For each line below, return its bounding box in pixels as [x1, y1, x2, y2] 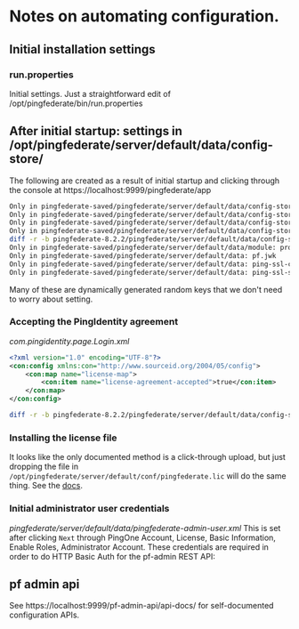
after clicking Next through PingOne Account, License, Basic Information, [9, 532, 276, 543]
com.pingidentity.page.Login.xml [9, 335, 130, 346]
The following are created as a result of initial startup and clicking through [9, 175, 280, 186]
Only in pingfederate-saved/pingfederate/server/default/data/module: [9, 243, 277, 253]
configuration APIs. [9, 609, 80, 620]
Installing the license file [9, 431, 117, 444]
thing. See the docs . [9, 480, 83, 491]
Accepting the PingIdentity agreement [9, 316, 179, 328]
